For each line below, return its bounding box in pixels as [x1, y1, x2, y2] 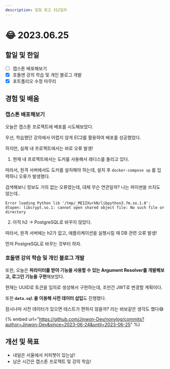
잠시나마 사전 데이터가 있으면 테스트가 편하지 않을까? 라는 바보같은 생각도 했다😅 [5, 306, 164, 312]
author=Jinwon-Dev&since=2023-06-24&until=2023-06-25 [5, 321, 131, 327]
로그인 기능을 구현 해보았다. [12, 273, 64, 279]
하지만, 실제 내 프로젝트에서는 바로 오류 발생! [5, 145, 93, 151]
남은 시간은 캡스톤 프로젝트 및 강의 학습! [12, 358, 91, 364]
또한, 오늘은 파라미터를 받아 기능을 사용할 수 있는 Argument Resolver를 [5, 267, 147, 273]
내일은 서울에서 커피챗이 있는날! [12, 352, 75, 358]
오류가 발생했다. [18, 173, 50, 179]
